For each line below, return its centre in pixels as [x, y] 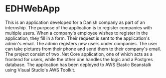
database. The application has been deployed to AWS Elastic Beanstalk [78, 65]
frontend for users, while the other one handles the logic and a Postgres [79, 59]
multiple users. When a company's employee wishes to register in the [77, 33]
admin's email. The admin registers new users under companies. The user [81, 43]
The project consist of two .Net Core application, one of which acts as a [79, 54]
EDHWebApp [33, 9]
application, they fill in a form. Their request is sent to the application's [78, 38]
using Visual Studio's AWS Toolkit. [40, 70]
